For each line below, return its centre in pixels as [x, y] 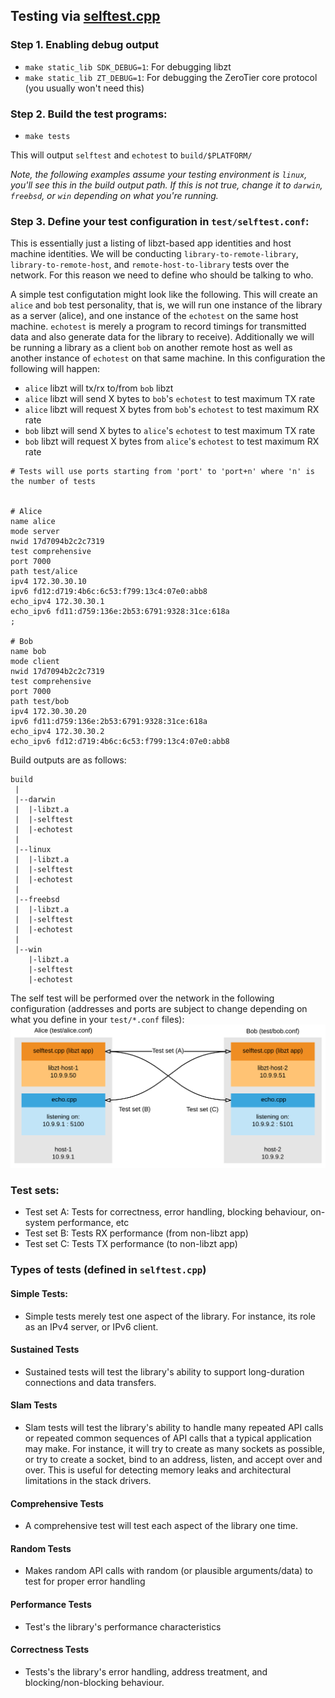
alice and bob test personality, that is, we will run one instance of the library [166, 305]
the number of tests [53, 482]
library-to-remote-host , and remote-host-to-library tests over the [150, 265]
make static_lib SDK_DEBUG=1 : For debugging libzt [128, 66]
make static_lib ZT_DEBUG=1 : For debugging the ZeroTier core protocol [171, 77]
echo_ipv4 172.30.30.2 [57, 732]
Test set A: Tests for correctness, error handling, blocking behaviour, [166, 1212]
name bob [28, 652]
